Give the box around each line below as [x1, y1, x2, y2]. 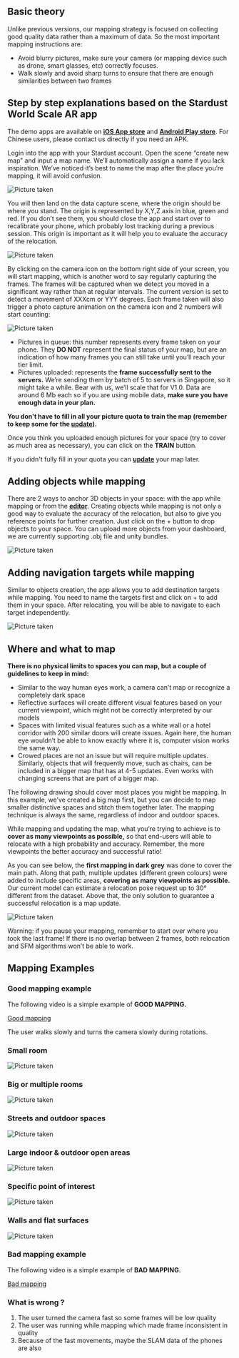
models [17, 713, 40, 723]
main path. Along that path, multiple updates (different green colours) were [7, 869, 228, 877]
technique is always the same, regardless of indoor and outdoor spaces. [7, 811, 220, 820]
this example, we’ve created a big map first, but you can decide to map [7, 795, 216, 805]
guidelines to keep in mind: [7, 670, 89, 678]
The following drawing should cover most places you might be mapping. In [7, 788, 227, 797]
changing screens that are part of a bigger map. [17, 774, 159, 783]
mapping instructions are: [7, 39, 83, 48]
